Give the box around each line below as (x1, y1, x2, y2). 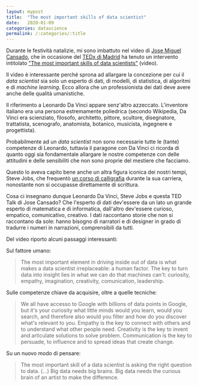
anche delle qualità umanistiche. (6, 90, 85, 97)
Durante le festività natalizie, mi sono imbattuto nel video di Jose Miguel (6, 47, 181, 54)
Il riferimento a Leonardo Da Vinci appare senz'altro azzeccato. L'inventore (6, 101, 188, 109)
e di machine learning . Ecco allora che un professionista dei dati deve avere (6, 84, 191, 91)
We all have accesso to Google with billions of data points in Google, (20, 301, 187, 308)
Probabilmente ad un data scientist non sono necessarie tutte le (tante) (6, 138, 179, 145)
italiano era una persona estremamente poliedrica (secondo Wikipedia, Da (6, 108, 187, 115)
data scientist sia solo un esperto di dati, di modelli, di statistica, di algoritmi (6, 78, 191, 85)
